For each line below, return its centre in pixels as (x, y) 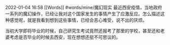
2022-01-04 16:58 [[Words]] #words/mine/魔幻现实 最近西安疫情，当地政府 (84, 7)
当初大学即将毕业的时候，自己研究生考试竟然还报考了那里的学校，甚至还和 (83, 31)
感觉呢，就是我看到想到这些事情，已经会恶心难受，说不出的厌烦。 (78, 20)
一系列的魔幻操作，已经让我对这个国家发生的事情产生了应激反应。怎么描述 (83, 14)
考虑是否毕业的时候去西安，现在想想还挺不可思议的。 (65, 37)
